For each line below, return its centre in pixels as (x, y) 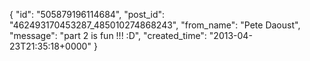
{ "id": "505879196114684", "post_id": (87, 14)
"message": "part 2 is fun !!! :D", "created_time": (108, 35)
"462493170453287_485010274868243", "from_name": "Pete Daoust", (155, 25)
